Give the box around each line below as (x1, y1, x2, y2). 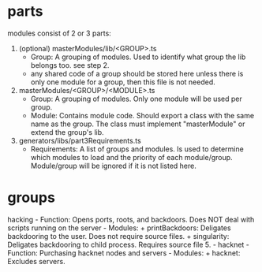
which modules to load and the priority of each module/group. (30, 152, 234, 162)
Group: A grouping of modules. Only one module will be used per (30, 94, 242, 103)
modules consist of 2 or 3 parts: (7, 28, 111, 38)
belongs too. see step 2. (30, 60, 110, 69)
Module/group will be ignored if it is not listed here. (30, 161, 196, 170)
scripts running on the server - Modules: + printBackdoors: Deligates (7, 223, 231, 233)
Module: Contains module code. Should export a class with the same (30, 110, 254, 120)
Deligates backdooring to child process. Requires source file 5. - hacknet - (7, 240, 250, 249)
